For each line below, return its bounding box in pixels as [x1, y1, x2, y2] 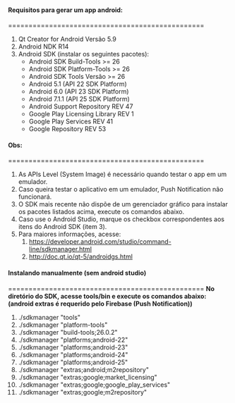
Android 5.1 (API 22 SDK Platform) [28, 80, 128, 88]
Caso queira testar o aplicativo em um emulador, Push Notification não [18, 185, 224, 194]
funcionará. [18, 192, 52, 201]
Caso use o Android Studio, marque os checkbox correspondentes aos [18, 215, 225, 223]
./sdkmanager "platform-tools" [18, 321, 108, 329]
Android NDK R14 [18, 42, 69, 51]
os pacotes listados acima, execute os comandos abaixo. [18, 208, 185, 216]
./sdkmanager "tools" [18, 313, 80, 321]
